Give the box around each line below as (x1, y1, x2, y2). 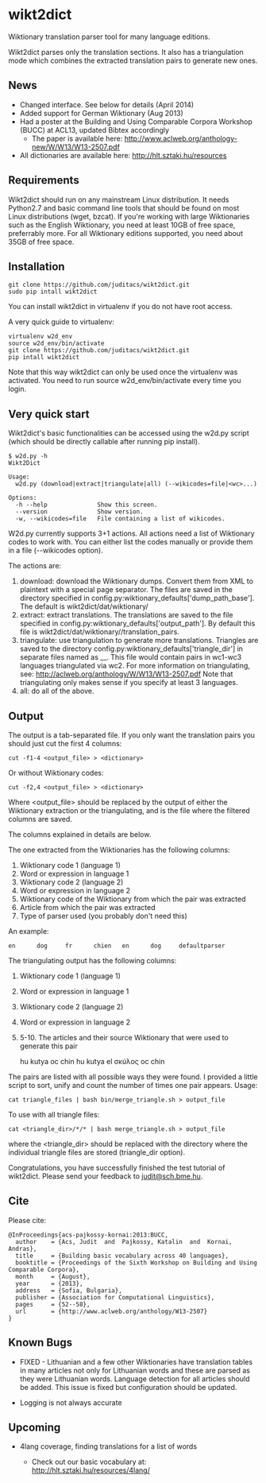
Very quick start (8, 407, 90, 420)
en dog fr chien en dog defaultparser (8, 942, 226, 950)
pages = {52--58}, (15, 1300, 91, 1308)
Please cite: (8, 1215, 47, 1225)
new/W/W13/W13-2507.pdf (31, 141, 121, 152)
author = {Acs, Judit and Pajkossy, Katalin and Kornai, (15, 1237, 233, 1245)
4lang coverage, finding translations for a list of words (19, 1442, 197, 1451)
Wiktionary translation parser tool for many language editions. (8, 32, 210, 41)
